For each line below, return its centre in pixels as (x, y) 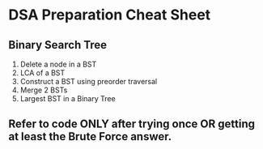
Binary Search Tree (58, 45)
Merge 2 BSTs (44, 90)
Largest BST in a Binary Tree (68, 98)
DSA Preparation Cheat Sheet (110, 15)
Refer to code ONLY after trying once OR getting (131, 124)
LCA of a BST (42, 73)
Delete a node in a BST (58, 64)
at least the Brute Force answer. (90, 136)
